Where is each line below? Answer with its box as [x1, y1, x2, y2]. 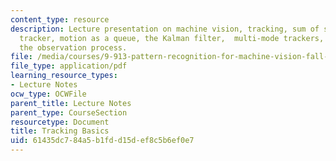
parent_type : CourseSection [10, 107, 128, 118]
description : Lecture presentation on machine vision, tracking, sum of [10, 24, 320, 34]
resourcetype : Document [10, 117, 110, 127]
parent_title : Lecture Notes [10, 98, 132, 108]
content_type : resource [10, 14, 110, 25]
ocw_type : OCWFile [10, 89, 87, 99]
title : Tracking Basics [10, 126, 110, 136]
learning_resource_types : [10, 71, 118, 81]
